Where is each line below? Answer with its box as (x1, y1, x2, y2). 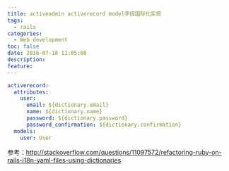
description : (7, 56, 46, 63)
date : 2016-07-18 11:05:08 (7, 50, 87, 57)
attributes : (13, 89, 49, 96)
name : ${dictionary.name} (25, 108, 102, 115)
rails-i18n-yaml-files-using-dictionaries (7, 156, 122, 164)
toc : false (7, 43, 40, 50)
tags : (7, 17, 23, 24)
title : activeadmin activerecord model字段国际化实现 (7, 10, 162, 18)
